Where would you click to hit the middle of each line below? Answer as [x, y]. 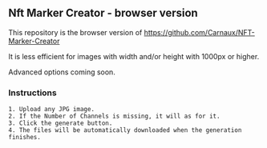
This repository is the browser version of [75, 32]
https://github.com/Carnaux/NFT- [199, 32]
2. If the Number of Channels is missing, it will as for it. [114, 116]
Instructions [33, 93]
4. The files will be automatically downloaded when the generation [125, 130]
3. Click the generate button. [61, 123]
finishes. [25, 138]
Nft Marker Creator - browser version [103, 13]
